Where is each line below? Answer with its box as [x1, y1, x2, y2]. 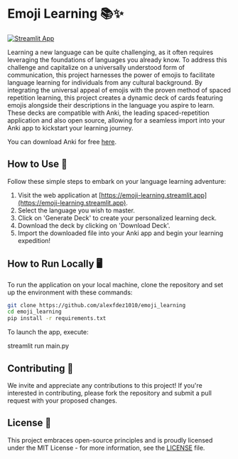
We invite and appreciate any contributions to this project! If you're [7, 381, 202, 389]
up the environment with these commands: [7, 288, 133, 296]
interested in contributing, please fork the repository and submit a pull [7, 389, 212, 397]
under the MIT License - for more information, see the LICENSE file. [7, 443, 205, 452]
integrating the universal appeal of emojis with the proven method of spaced [7, 86, 231, 94]
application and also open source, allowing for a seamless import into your [7, 115, 225, 125]
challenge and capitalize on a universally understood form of [7, 63, 185, 71]
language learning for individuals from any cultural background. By [7, 78, 202, 86]
